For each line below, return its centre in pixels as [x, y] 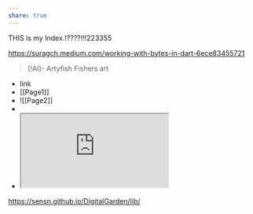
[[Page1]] [34, 92]
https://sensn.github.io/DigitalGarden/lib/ [74, 201]
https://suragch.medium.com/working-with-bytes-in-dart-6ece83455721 [126, 53]
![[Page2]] [36, 100]
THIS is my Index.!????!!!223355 [60, 38]
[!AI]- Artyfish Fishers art [68, 68]
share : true [27, 15]
